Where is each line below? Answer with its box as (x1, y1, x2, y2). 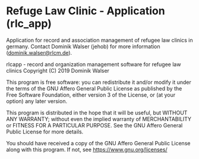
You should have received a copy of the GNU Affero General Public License (6, 139, 191, 146)
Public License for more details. (6, 128, 84, 135)
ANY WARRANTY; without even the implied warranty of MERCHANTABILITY (6, 115, 192, 123)
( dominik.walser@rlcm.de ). (6, 49, 72, 56)
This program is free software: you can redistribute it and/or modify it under (6, 79, 191, 86)
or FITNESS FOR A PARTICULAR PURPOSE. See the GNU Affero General (6, 121, 183, 129)
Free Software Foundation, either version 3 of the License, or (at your (6, 91, 176, 98)
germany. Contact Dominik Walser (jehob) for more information (6, 43, 160, 50)
